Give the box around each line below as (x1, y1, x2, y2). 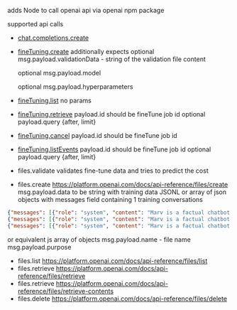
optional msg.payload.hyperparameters (17, 82, 133, 91)
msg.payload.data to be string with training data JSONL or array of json (17, 188, 227, 196)
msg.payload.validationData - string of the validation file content (17, 55, 206, 63)
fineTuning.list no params (17, 96, 92, 105)
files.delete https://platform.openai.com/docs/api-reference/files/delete (17, 294, 228, 303)
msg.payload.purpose (7, 242, 72, 251)
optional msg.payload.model (17, 69, 101, 77)
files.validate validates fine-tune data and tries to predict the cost (17, 166, 209, 175)
